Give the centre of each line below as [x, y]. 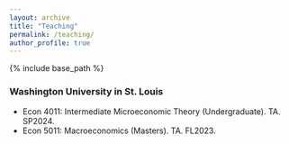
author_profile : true [50, 43]
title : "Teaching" [44, 26]
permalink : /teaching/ [52, 34]
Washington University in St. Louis [86, 92]
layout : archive [40, 18]
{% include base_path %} [57, 68]
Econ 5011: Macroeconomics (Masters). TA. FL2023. [119, 130]
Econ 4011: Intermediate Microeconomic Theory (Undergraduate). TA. [151, 111]
